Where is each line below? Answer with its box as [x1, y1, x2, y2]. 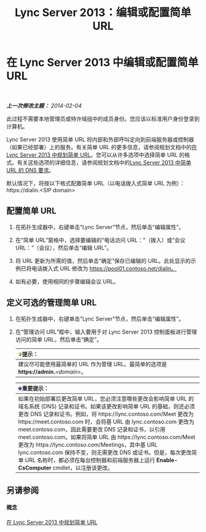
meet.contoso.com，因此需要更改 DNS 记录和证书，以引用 [18, 425, 166, 433]
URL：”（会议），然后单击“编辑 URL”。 [15, 244, 112, 251]
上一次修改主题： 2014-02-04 [6, 102, 82, 109]
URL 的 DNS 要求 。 [6, 166, 55, 174]
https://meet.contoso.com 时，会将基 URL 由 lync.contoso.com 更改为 [18, 418, 194, 425]
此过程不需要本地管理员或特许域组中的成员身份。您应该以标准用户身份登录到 [6, 115, 200, 122]
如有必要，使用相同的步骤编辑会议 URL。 [15, 278, 120, 285]
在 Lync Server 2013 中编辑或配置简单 [6, 56, 199, 69]
